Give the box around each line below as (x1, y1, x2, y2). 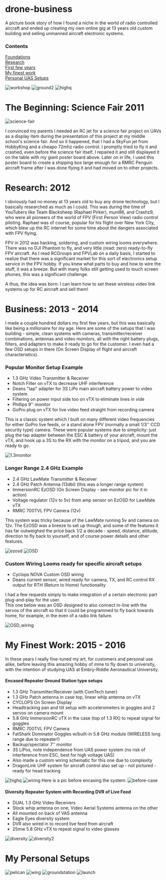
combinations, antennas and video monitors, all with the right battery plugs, (5, 336, 160, 342)
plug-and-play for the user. (5, 597, 60, 603)
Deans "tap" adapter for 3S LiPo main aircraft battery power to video (12, 385, 153, 392)
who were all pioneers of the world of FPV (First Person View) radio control (5, 215, 159, 220)
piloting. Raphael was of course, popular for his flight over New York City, (5, 220, 155, 226)
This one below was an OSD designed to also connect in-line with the (5, 602, 147, 608)
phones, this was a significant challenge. (5, 272, 88, 277)
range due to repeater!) (12, 736, 60, 742)
